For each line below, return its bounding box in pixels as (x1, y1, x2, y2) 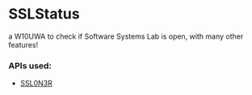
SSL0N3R (19, 78, 52, 89)
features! (8, 39, 39, 49)
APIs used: (8, 60, 52, 71)
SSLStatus (8, 5, 80, 23)
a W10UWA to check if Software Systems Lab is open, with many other (8, 31, 244, 41)
